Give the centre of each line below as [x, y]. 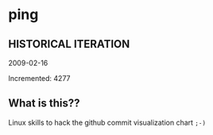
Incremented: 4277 [39, 78]
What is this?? [44, 104]
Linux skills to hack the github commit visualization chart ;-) [107, 122]
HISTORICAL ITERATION [69, 44]
